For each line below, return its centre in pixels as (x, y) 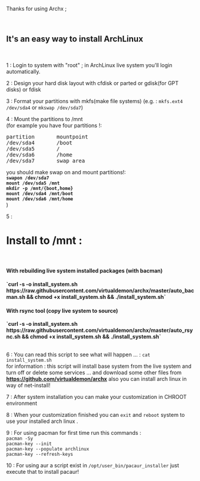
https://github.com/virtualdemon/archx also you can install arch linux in (96, 379)
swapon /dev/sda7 (28, 178)
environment (22, 403)
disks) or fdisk (24, 89)
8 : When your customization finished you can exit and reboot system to (96, 415)
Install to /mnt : (44, 240)
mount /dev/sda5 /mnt (33, 183)
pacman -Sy (20, 439)
